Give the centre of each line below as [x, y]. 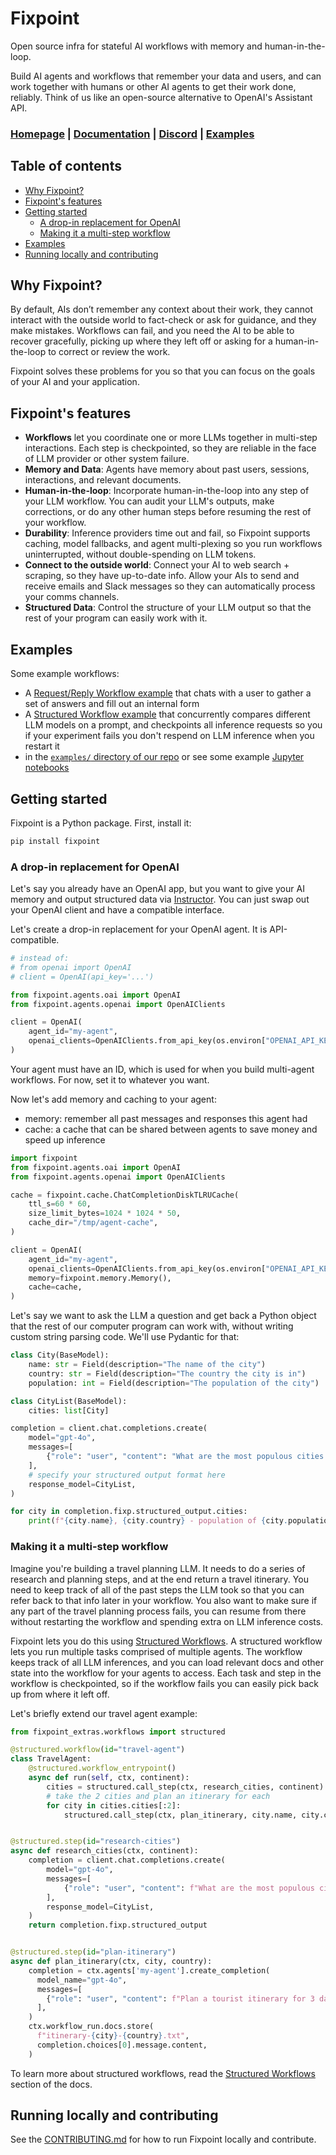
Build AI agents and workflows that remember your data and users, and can [166, 76]
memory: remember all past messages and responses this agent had [166, 1118]
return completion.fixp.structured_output [118, 1925]
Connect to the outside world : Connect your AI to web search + [157, 565]
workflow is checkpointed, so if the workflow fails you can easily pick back [164, 1683]
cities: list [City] [69, 1410]
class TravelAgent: [51, 1759]
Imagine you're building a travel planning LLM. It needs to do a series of [158, 1568]
